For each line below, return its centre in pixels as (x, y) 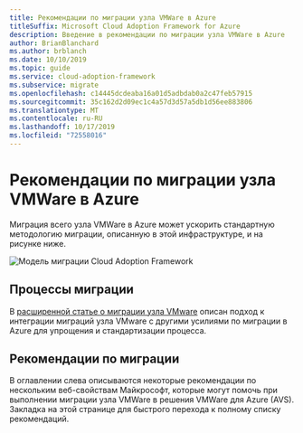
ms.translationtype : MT (54, 110)
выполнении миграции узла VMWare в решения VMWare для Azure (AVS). (152, 400)
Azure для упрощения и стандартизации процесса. (108, 330)
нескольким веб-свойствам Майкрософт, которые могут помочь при (144, 391)
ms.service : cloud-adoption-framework (82, 77)
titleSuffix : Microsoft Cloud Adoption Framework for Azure (125, 26)
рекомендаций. (39, 419)
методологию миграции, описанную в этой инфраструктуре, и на (137, 234)
